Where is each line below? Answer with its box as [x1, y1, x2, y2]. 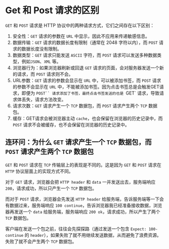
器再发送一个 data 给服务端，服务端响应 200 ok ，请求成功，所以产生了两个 [5, 209, 160, 215]
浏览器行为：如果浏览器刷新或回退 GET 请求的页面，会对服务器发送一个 [12, 64, 160, 71]
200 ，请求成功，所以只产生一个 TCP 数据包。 [5, 185, 97, 191]
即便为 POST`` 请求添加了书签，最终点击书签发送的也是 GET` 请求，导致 [21, 90, 160, 96]
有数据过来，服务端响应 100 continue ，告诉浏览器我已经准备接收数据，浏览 [5, 202, 162, 208]
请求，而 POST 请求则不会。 [17, 71, 73, 77]
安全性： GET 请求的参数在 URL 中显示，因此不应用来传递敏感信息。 [12, 33, 150, 39]
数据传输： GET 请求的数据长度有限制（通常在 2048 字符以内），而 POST [12, 39, 158, 46]
